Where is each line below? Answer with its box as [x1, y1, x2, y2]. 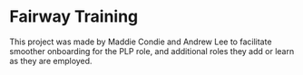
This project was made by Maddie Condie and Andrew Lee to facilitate [9, 36, 272, 47]
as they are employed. [9, 55, 93, 66]
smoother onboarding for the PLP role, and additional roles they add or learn [9, 45, 295, 56]
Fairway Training [9, 6, 139, 27]
